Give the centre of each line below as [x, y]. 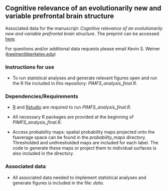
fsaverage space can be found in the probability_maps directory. [79, 137]
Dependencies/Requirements [42, 97]
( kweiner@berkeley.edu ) [31, 54]
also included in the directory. [43, 153]
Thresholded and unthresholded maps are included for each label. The [86, 143]
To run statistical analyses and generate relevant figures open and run [85, 78]
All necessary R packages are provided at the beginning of [73, 117]
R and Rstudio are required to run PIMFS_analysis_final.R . [72, 107]
